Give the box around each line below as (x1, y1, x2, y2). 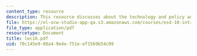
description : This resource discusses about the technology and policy (6, 14, 185, 20)
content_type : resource (6, 8, 64, 15)
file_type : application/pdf (6, 24, 75, 31)
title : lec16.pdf (6, 36, 49, 41)
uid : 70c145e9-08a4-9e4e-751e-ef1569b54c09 (6, 41, 114, 47)
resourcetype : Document (6, 30, 64, 36)
